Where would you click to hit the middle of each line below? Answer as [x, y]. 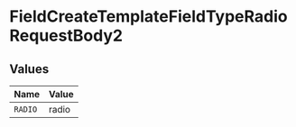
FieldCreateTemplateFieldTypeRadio [148, 17]
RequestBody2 [66, 36]
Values [29, 69]
